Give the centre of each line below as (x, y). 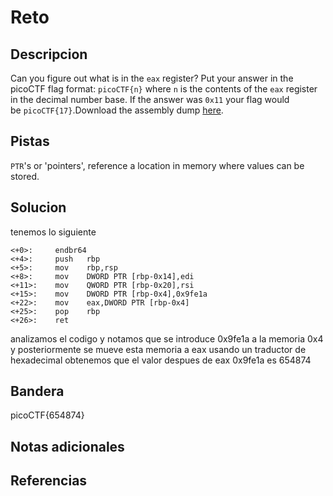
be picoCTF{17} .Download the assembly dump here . (117, 110)
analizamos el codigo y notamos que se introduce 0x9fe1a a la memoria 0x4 (167, 338)
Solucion (38, 207)
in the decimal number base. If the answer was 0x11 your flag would (150, 99)
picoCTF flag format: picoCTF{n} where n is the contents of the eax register (164, 89)
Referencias (49, 481)
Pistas (30, 141)
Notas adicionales (67, 446)
